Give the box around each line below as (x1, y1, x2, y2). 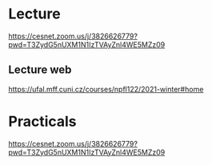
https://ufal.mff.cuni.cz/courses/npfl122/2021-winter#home (8, 84, 204, 94)
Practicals (8, 112, 78, 131)
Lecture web (8, 63, 72, 77)
